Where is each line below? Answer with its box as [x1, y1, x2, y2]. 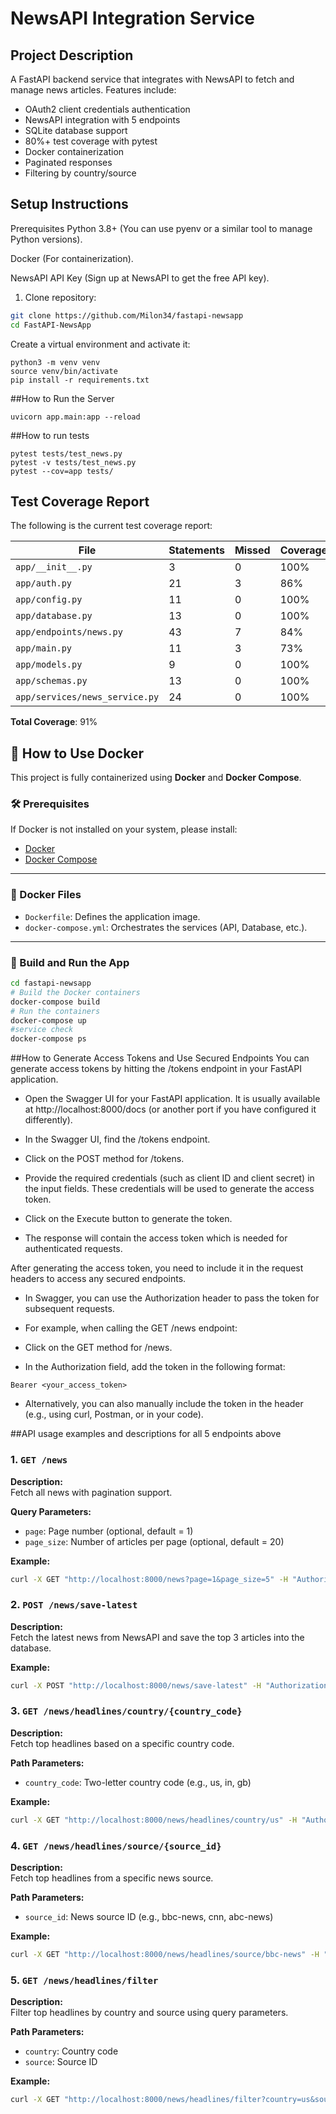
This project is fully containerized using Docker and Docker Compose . [10, 772, 302, 784]
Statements [168, 543, 225, 557]
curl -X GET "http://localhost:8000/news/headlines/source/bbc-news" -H [10, 1950, 320, 1960]
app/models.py [15, 659, 83, 671]
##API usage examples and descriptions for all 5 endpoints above [10, 1428, 282, 1440]
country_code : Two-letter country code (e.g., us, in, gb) [24, 1776, 252, 1788]
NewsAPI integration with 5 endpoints [24, 114, 181, 126]
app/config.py [15, 594, 83, 606]
